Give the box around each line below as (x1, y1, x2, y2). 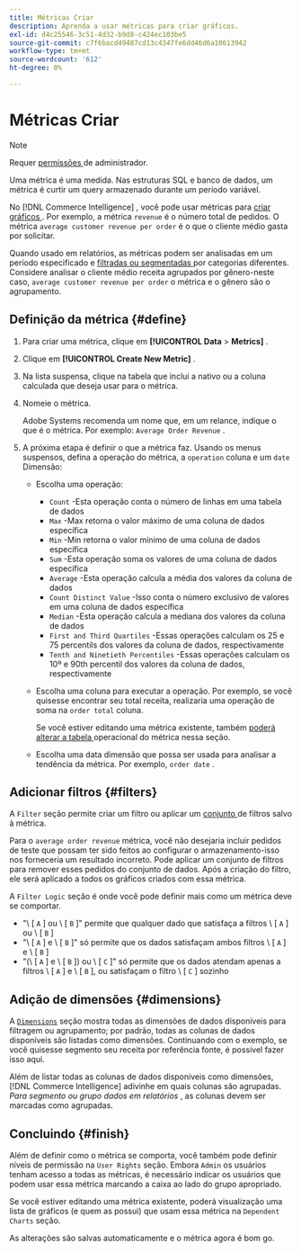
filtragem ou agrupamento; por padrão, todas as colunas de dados (9, 1025, 256, 1036)
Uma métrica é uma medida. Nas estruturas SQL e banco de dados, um (9, 174, 273, 185)
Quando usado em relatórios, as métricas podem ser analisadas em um (9, 247, 273, 258)
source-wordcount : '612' (9, 55, 102, 64)
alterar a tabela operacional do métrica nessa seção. (35, 731, 231, 742)
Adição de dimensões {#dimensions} (9, 991, 222, 1007)
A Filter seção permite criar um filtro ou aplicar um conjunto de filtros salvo (9, 809, 293, 819)
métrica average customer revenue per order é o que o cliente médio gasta (9, 220, 288, 231)
